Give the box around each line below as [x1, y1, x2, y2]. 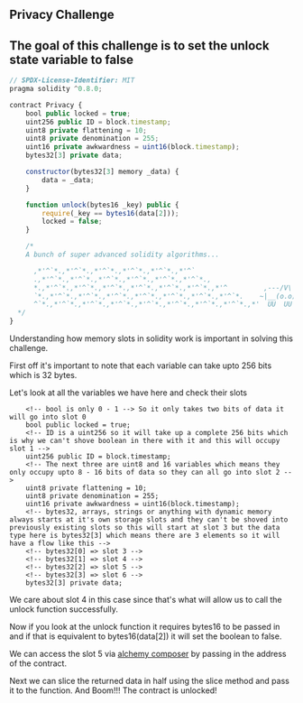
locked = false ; [41, 217, 103, 227]
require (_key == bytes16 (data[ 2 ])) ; [41, 208, 179, 217]
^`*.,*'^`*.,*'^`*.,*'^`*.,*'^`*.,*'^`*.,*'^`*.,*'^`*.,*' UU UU [32, 300, 293, 310]
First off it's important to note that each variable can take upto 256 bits [9, 360, 272, 371]
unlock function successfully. [9, 604, 119, 615]
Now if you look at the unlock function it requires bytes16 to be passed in [9, 622, 280, 633]
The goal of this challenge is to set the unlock [9, 38, 270, 53]
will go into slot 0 [9, 412, 87, 422]
